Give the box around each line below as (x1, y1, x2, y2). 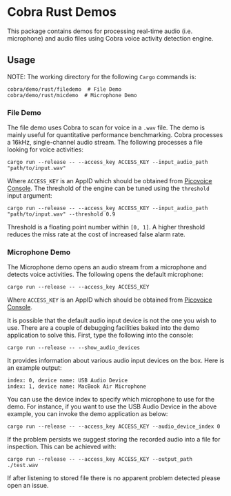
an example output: (7, 364, 62, 372)
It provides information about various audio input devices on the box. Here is (7, 356, 225, 365)
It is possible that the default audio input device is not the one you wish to (7, 316, 217, 324)
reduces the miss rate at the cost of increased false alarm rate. (7, 230, 185, 238)
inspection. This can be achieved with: (7, 442, 117, 451)
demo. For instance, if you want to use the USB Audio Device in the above (7, 402, 217, 411)
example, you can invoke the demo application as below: (7, 410, 168, 418)
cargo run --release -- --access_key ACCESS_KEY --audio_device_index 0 (7, 423, 221, 431)
